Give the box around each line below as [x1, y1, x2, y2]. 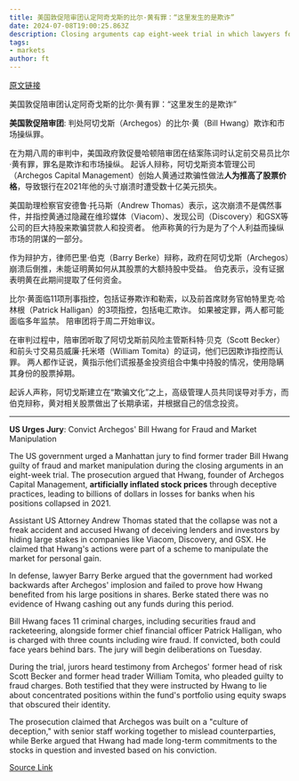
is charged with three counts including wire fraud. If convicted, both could [9, 635, 281, 645]
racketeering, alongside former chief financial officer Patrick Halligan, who [9, 625, 282, 636]
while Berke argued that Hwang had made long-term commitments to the [9, 736, 278, 745]
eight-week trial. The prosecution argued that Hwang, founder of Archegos [9, 470, 285, 480]
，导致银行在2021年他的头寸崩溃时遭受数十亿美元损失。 [17, 181, 222, 191]
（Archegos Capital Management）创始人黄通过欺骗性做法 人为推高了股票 [9, 170, 279, 181]
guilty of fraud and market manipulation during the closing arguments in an [9, 460, 284, 471]
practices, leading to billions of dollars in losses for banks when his [9, 488, 255, 499]
